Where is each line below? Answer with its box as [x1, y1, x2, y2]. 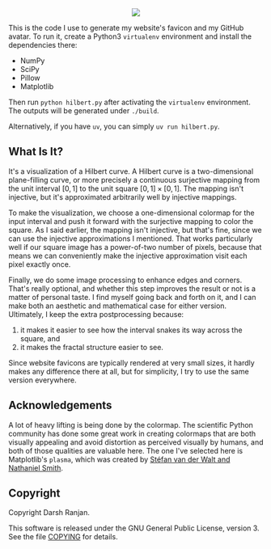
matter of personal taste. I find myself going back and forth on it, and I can [8, 292, 256, 302]
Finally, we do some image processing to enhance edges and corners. [8, 275, 243, 285]
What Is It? [8, 145, 63, 158]
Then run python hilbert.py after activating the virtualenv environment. [8, 97, 251, 107]
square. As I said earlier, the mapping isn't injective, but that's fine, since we [8, 225, 262, 234]
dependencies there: [8, 40, 78, 49]
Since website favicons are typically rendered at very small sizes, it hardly [8, 357, 255, 367]
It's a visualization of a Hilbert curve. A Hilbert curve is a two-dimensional [8, 166, 254, 176]
